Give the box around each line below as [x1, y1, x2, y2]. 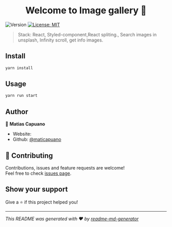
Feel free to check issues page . [5, 170, 72, 176]
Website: [12, 131, 32, 137]
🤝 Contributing [5, 151, 53, 160]
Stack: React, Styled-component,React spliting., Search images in [17, 31, 157, 37]
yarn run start [5, 93, 38, 98]
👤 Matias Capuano [5, 121, 45, 127]
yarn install [5, 65, 33, 71]
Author [5, 107, 28, 116]
